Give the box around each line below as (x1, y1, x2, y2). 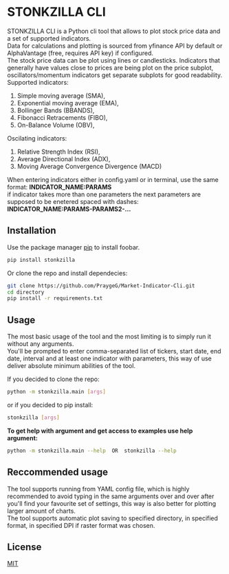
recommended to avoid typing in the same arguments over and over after (7, 492, 215, 500)
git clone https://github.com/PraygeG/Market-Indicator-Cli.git (7, 282, 195, 289)
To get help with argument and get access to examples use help (7, 427, 193, 435)
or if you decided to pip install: (7, 400, 94, 409)
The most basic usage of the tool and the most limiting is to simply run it (7, 332, 211, 341)
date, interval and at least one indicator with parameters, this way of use (7, 354, 212, 362)
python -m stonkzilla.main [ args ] (7, 389, 107, 396)
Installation (7, 225, 56, 236)
